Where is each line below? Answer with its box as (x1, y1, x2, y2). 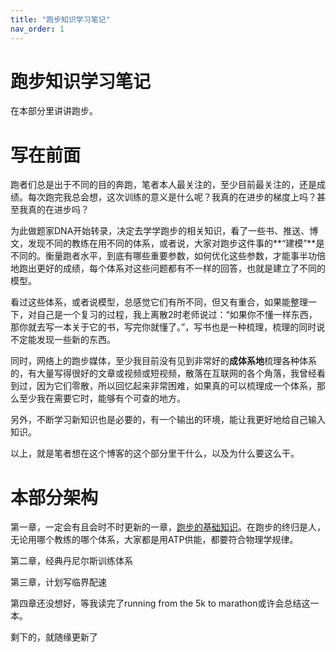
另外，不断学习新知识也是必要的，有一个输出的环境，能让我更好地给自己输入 (10, 414, 326, 426)
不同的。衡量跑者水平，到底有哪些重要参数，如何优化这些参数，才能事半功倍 (10, 250, 326, 262)
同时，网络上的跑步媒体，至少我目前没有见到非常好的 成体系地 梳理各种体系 (10, 355, 317, 367)
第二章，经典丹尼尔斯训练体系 (10, 555, 133, 567)
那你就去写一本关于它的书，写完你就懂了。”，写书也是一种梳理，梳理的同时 (10, 321, 317, 333)
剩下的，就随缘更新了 (10, 631, 98, 643)
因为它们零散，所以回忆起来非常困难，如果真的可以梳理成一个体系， (36, 380, 317, 392)
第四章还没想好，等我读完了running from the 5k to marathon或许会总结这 (10, 597, 311, 610)
